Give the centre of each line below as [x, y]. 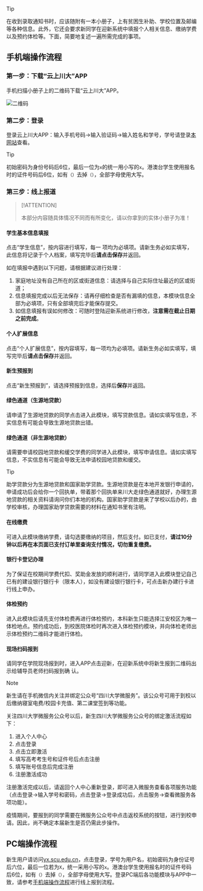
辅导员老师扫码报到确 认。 [49, 671]
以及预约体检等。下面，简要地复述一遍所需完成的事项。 [75, 36]
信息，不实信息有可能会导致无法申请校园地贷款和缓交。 [75, 460]
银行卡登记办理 [25, 559]
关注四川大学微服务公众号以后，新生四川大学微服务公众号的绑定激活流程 [96, 716]
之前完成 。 [28, 319]
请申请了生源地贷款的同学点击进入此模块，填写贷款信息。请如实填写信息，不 [101, 415]
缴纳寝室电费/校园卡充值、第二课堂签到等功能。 [71, 703]
